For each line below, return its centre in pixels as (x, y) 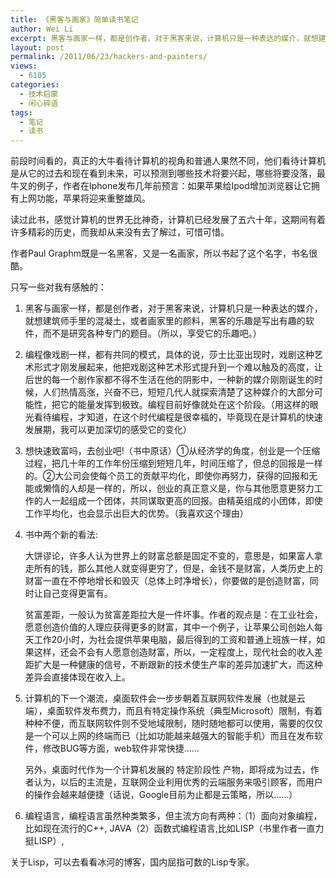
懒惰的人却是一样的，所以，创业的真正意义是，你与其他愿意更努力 (178, 488)
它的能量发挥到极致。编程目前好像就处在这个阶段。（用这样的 (184, 405)
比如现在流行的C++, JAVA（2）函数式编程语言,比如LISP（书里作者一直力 (174, 828)
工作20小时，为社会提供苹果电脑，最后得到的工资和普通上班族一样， (175, 640)
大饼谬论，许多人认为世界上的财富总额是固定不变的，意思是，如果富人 (169, 556)
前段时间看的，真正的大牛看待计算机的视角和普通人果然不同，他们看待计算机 (168, 161)
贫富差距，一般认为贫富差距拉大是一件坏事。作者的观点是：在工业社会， (173, 615)
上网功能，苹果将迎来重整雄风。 (84, 198)
